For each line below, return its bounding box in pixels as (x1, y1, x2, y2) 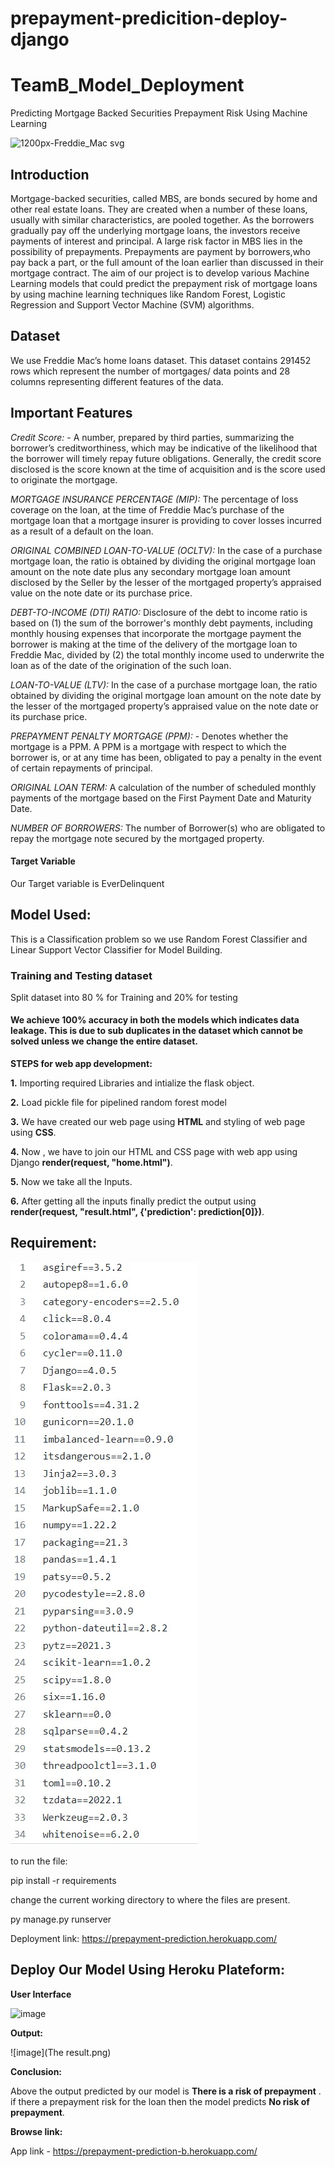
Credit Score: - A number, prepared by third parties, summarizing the (10, 431, 295, 443)
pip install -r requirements (10, 1874, 117, 1886)
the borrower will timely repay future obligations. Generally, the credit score (10, 452, 322, 464)
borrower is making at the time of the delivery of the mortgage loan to (10, 638, 298, 650)
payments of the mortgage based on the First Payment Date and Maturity (10, 792, 312, 804)
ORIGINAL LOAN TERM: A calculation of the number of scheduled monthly (10, 781, 317, 793)
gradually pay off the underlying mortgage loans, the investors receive (10, 224, 301, 236)
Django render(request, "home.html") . (10, 1157, 173, 1169)
